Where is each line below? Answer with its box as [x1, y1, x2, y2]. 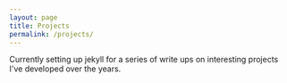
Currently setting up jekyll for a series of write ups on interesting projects [9, 54, 279, 65]
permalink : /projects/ [9, 29, 94, 38]
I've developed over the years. [9, 63, 122, 74]
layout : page [9, 12, 58, 22]
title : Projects [9, 21, 70, 30]
